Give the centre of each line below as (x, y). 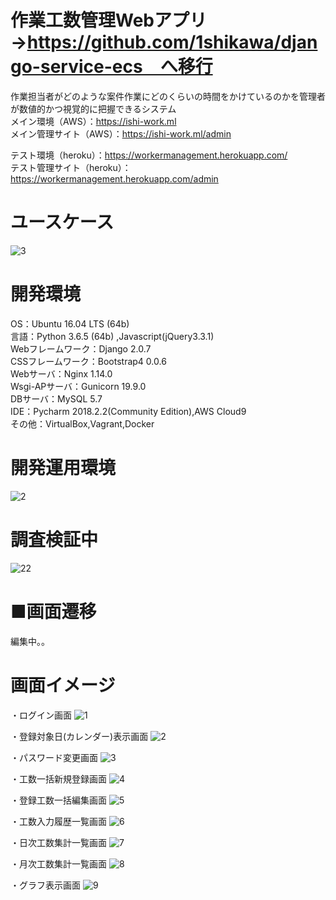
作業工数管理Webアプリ (108, 20)
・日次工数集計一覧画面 (58, 842)
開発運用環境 (63, 468)
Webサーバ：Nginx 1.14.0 (61, 373)
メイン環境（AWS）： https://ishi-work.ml (93, 121)
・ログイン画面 (41, 715)
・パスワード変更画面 (54, 757)
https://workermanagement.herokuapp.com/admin (114, 178)
